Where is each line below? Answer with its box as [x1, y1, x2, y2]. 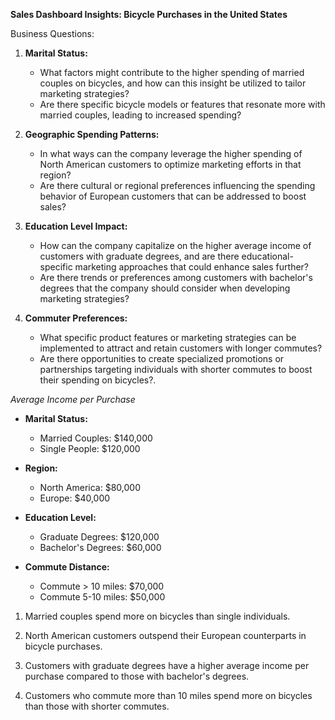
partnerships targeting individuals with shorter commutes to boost [39, 364, 313, 375]
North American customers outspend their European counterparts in [24, 630, 307, 641]
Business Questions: [10, 28, 95, 39]
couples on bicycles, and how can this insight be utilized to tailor [39, 77, 307, 89]
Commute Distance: [24, 561, 110, 573]
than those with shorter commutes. [24, 700, 170, 712]
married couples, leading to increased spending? [39, 109, 242, 121]
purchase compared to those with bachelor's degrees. [24, 670, 250, 682]
